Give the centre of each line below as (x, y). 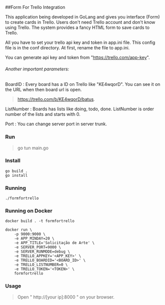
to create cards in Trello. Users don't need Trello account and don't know (80, 22)
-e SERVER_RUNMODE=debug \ (42, 252)
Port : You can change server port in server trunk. (56, 124)
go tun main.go (33, 148)
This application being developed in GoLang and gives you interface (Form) (83, 17)
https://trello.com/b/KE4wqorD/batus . (56, 99)
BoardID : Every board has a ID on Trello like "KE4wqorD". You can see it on (83, 84)
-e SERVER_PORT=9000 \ (38, 247)
